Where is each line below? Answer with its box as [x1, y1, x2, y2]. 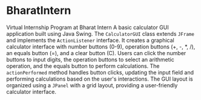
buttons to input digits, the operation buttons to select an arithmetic [6, 56, 174, 63]
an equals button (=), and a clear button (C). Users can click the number [6, 49, 186, 56]
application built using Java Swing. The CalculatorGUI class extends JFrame [6, 30, 195, 37]
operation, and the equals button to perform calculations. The [6, 62, 160, 70]
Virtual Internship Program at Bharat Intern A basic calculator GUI [6, 24, 169, 31]
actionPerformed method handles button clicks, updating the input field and [6, 68, 194, 76]
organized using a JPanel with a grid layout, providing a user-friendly [6, 81, 178, 88]
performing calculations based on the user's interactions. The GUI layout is [6, 75, 194, 82]
